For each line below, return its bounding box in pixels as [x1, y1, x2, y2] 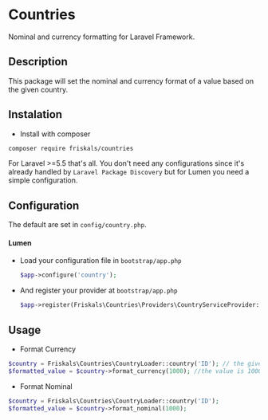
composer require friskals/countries [8, 144, 134, 152]
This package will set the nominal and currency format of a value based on [8, 76, 254, 85]
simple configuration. [8, 175, 78, 185]
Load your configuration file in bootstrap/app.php [19, 256, 182, 265]
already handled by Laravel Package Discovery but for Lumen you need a [8, 167, 250, 177]
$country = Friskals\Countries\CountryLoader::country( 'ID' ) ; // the [8, 360, 245, 368]
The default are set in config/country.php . [8, 220, 147, 230]
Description [8, 55, 68, 69]
